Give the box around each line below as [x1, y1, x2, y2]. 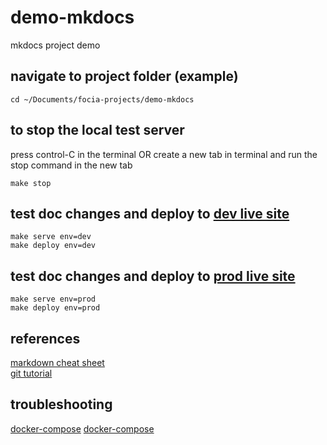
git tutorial [10, 367, 53, 379]
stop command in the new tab [10, 159, 133, 171]
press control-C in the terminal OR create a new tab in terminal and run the [10, 148, 318, 160]
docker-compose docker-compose [10, 422, 155, 435]
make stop [10, 178, 52, 188]
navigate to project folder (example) [10, 68, 239, 85]
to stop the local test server [10, 122, 185, 139]
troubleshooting [10, 396, 113, 413]
